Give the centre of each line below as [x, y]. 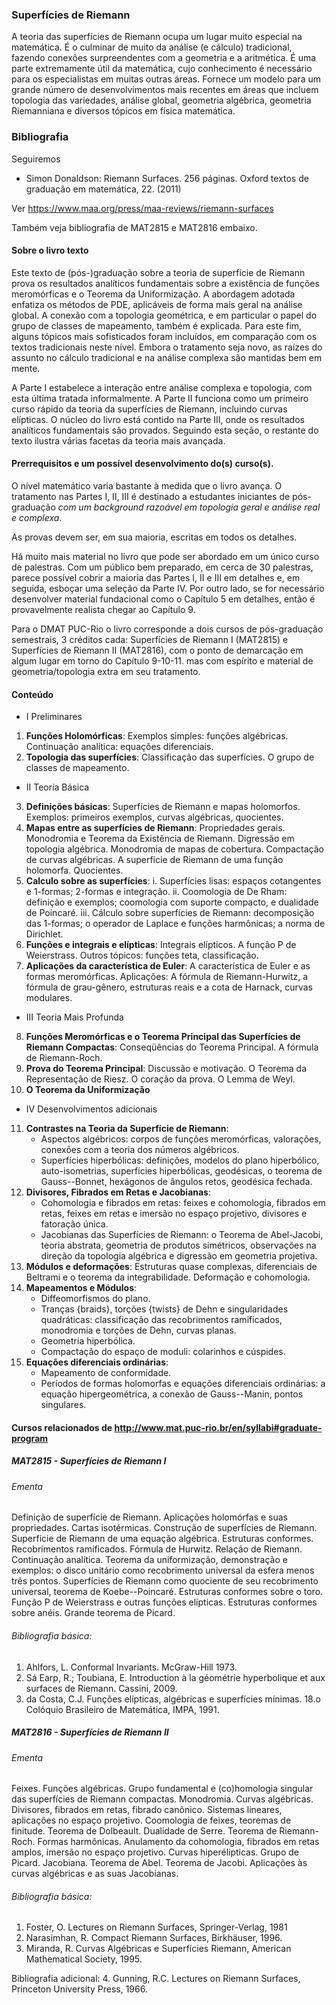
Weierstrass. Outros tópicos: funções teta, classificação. [142, 955]
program [30, 1438]
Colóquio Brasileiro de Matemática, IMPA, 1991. [122, 1709]
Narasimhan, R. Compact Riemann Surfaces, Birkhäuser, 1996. [154, 1938]
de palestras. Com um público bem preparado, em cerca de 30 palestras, [162, 567]
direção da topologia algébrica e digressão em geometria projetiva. [179, 1256]
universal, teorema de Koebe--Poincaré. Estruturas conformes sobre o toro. [167, 1592]
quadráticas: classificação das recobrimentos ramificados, [161, 1320]
